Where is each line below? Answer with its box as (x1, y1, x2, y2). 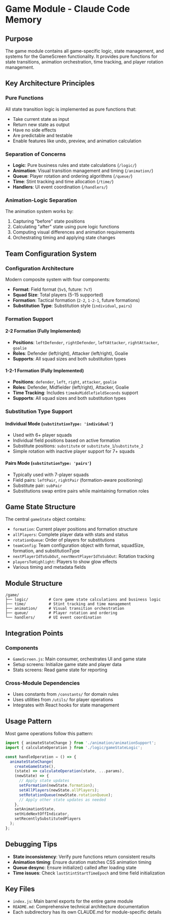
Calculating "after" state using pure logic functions (12, 224, 119, 230)
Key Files (5, 885, 35, 893)
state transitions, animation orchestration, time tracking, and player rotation (5, 59, 163, 65)
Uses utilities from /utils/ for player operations (12, 697, 113, 703)
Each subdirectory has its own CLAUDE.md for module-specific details (12, 909, 162, 915)
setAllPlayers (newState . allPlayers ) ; (18, 787, 100, 793)
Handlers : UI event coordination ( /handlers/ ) (12, 184, 108, 190)
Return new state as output (12, 121, 70, 127)
